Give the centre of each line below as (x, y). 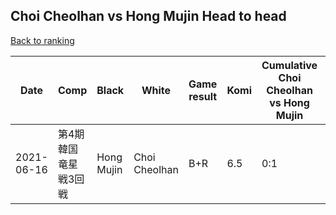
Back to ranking (42, 40)
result (203, 96)
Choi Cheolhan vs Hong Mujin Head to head (148, 16)
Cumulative (289, 65)
